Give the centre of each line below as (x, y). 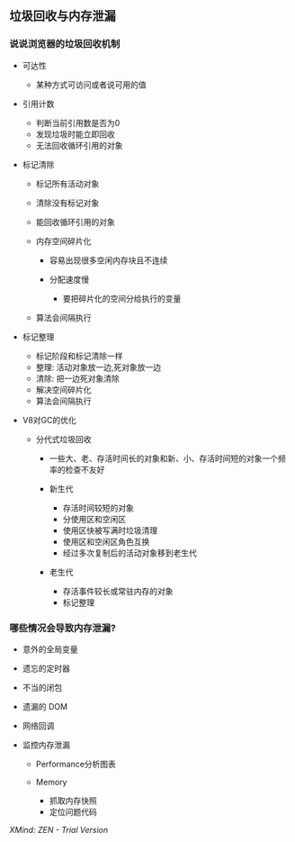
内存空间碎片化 (63, 240)
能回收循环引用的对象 (75, 222)
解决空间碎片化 (63, 389)
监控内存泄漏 (46, 745)
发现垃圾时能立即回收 (75, 134)
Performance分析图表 (76, 764)
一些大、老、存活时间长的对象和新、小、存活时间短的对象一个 (164, 458)
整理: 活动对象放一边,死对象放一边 (98, 367)
